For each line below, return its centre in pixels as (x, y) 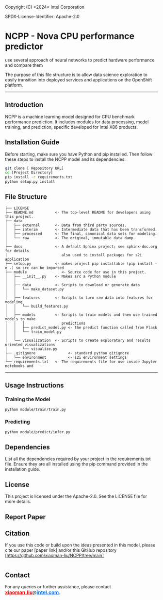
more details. (18, 502)
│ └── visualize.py (31, 349)
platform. (14, 85)
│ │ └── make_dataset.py (34, 289)
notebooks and (19, 366)
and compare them (24, 65)
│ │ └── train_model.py (33, 332)
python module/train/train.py (36, 409)
